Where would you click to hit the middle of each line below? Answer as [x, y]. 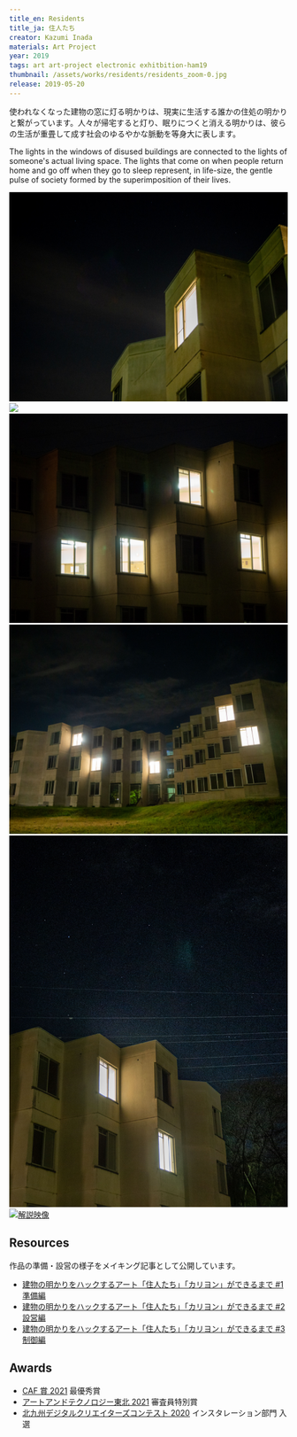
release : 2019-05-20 [47, 84]
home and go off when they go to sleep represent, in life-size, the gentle [141, 170]
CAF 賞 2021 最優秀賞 [61, 1390]
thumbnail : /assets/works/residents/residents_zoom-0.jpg [118, 75]
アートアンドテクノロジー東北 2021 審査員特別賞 [110, 1402]
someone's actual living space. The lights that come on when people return [146, 160]
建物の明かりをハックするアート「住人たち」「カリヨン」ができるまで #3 [153, 1328]
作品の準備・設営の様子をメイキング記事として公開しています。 [125, 1265]
